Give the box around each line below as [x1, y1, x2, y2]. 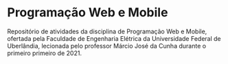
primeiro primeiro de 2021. [7, 49, 82, 57]
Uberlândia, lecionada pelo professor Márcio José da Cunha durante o [7, 42, 207, 50]
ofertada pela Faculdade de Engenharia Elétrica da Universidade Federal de [7, 34, 221, 42]
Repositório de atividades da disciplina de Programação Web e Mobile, [7, 27, 207, 35]
